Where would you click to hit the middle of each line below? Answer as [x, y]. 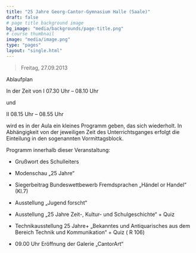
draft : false [22, 17]
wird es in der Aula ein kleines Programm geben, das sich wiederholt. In [94, 126]
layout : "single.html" [34, 51]
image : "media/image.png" [38, 39]
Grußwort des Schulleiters [47, 161]
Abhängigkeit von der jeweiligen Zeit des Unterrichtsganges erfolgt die [93, 132]
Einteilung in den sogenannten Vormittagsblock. [65, 138]
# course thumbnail [30, 34]
